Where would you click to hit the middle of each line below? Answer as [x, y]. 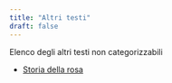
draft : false [34, 26]
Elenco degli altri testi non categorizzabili [86, 51]
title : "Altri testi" [50, 18]
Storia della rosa [53, 69]
